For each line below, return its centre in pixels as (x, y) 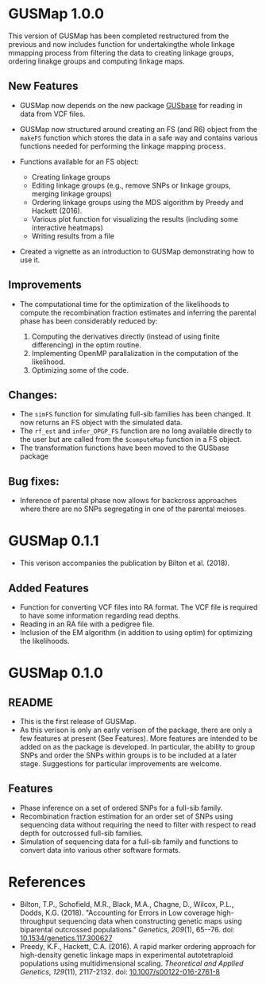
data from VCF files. (52, 114)
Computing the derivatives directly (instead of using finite (125, 336)
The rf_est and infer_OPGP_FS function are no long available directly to (136, 431)
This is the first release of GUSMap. (78, 721)
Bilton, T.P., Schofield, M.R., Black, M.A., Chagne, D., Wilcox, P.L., (127, 904)
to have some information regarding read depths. (100, 615)
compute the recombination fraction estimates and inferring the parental (138, 312)
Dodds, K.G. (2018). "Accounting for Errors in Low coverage (117, 912)
